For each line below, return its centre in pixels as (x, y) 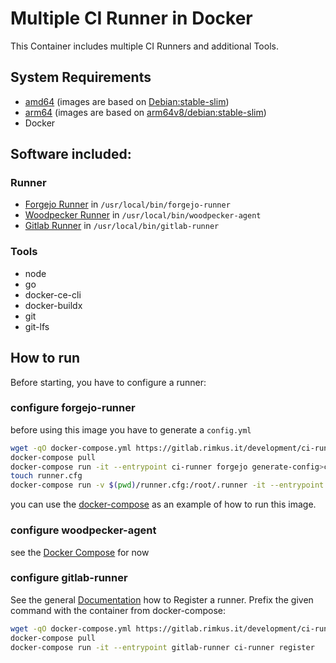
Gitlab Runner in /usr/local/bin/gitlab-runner (122, 226)
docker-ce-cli (53, 294)
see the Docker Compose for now (80, 552)
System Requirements (81, 77)
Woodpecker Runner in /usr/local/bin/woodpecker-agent (143, 215)
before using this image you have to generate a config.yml (131, 429)
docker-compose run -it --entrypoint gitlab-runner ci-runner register (162, 647)
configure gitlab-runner (69, 578)
